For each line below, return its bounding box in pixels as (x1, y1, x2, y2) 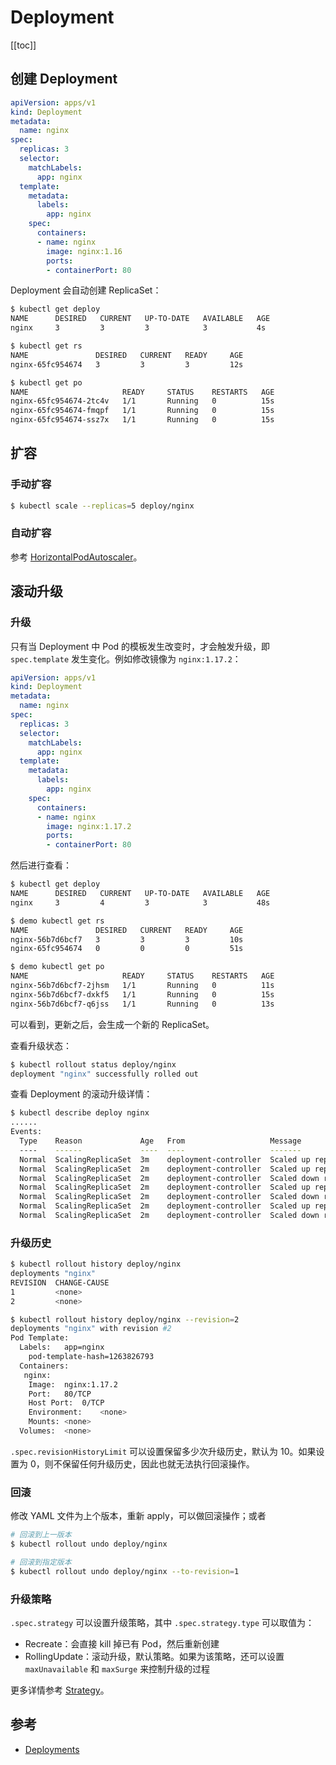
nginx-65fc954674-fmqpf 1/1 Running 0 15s (10, 406, 275, 416)
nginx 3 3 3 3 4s (10, 323, 267, 333)
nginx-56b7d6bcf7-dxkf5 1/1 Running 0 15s (10, 989, 275, 1000)
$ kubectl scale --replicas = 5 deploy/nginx (10, 501, 195, 511)
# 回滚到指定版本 (10, 1557, 72, 1568)
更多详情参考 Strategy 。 (10, 1684, 110, 1696)
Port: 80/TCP (28, 1389, 92, 1399)
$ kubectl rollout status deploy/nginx (10, 1059, 177, 1070)
